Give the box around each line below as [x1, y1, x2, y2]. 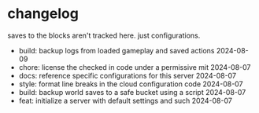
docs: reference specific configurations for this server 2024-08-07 [18, 71, 237, 80]
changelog [7, 5, 80, 23]
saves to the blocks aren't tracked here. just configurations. [7, 31, 201, 40]
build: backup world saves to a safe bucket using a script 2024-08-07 [18, 87, 246, 97]
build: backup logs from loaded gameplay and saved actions [18, 46, 215, 55]
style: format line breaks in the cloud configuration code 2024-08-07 [18, 79, 243, 89]
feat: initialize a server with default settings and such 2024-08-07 [18, 96, 233, 105]
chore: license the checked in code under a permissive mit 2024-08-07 [18, 62, 251, 71]
